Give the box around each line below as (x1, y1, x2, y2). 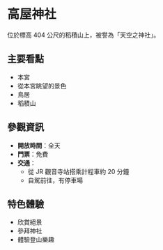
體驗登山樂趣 (17, 235, 54, 244)
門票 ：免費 (17, 150, 49, 158)
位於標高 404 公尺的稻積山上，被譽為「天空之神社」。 (7, 31, 160, 39)
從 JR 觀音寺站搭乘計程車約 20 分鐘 (27, 167, 130, 175)
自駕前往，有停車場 (27, 175, 84, 185)
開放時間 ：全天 (17, 141, 61, 150)
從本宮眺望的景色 (17, 81, 67, 90)
